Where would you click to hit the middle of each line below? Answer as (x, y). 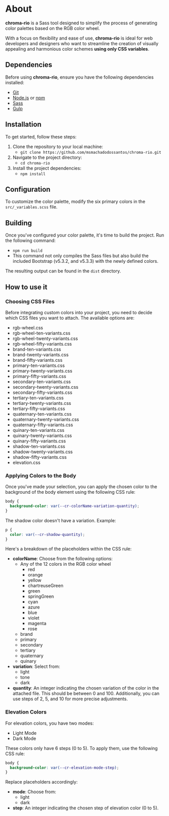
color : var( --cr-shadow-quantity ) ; (47, 534)
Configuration (28, 189)
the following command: (30, 241)
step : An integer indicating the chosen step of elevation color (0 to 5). (86, 808)
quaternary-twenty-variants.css (46, 419)
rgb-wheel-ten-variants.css (41, 333)
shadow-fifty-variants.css (40, 457)
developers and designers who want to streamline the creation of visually (82, 43)
